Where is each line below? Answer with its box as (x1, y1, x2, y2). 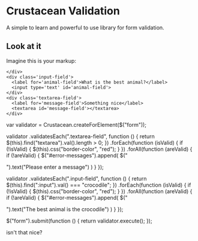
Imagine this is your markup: (6, 57, 77, 64)
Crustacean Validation (6, 4, 120, 18)
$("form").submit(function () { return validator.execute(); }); (6, 217, 152, 224)
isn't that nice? (6, 228, 43, 236)
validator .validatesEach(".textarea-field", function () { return (6, 133, 155, 140)
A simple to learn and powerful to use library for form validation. (6, 24, 164, 31)
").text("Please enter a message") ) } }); (6, 163, 104, 170)
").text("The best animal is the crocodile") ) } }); (6, 205, 124, 213)
